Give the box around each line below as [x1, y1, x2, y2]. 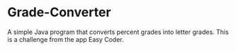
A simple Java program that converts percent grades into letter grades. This [7, 28, 229, 36]
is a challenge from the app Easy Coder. [7, 35, 124, 43]
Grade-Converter [7, 4, 111, 21]
